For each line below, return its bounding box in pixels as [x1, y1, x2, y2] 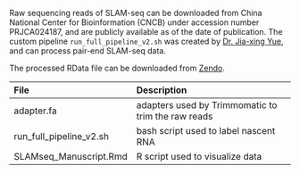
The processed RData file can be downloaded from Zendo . [9, 62, 225, 73]
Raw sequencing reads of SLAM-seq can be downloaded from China [9, 8, 262, 18]
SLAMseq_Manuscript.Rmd [13, 151, 128, 162]
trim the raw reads [136, 111, 213, 122]
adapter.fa [13, 104, 57, 117]
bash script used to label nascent [136, 125, 276, 137]
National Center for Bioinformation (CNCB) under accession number [9, 17, 260, 28]
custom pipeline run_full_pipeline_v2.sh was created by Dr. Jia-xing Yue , [9, 36, 284, 46]
